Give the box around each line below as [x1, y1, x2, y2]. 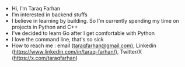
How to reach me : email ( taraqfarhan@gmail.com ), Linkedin [11, 42, 156, 49]
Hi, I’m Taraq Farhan [11, 5, 61, 12]
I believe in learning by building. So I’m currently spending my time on [11, 17, 179, 24]
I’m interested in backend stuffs [11, 11, 88, 18]
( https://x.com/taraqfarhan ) [11, 55, 78, 61]
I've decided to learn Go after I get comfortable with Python [11, 30, 155, 37]
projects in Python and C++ [11, 23, 78, 30]
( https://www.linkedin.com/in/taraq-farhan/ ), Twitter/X [11, 48, 142, 55]
